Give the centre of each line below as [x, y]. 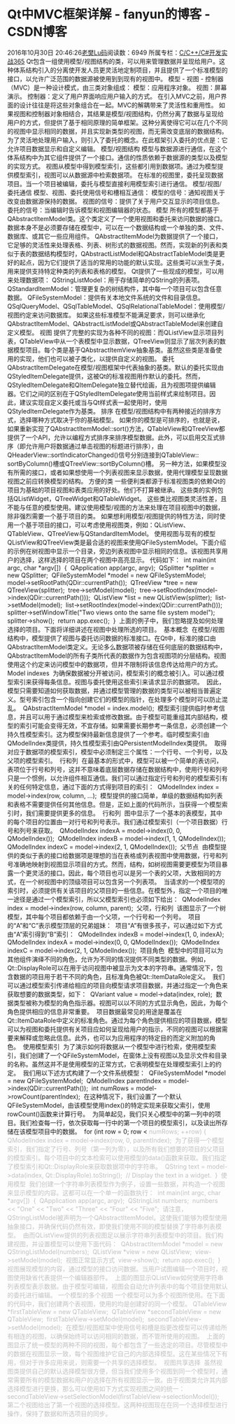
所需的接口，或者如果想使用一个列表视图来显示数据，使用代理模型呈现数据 [120, 472]
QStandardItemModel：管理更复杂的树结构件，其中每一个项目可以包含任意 [115, 288]
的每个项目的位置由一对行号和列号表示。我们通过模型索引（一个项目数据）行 [117, 822]
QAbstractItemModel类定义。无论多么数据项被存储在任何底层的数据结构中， [117, 647]
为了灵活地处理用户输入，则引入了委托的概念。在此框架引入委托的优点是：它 [117, 140]
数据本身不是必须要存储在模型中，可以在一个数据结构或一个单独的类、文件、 [117, 227]
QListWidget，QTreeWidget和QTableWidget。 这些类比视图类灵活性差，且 [120, 498]
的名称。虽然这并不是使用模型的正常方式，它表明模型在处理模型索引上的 [111, 1064]
